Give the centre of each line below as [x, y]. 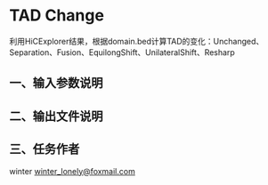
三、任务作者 [45, 149]
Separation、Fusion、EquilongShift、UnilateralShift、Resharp [122, 52]
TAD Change [57, 16]
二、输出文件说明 [56, 116]
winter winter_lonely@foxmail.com [72, 171]
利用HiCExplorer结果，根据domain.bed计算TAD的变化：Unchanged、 [137, 41]
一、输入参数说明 [56, 83]
